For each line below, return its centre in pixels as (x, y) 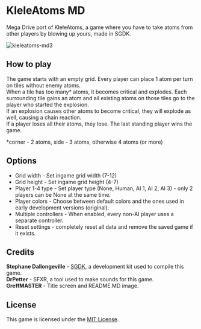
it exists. (25, 233)
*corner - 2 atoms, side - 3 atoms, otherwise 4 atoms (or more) (85, 142)
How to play (29, 64)
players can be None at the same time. (63, 194)
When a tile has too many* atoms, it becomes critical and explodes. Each (97, 92)
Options (22, 161)
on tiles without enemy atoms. (44, 85)
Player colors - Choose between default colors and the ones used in (100, 201)
